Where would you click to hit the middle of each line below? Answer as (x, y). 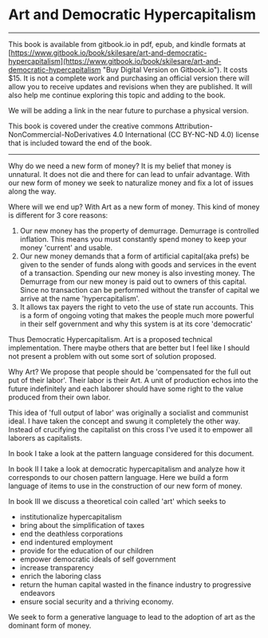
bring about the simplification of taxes (82, 525)
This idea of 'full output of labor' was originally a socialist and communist (128, 412)
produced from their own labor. (59, 397)
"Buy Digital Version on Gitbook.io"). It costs (175, 69)
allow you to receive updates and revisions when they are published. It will (130, 86)
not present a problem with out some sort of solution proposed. (112, 356)
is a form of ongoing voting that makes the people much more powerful (137, 315)
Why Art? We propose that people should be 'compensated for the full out (130, 372)
